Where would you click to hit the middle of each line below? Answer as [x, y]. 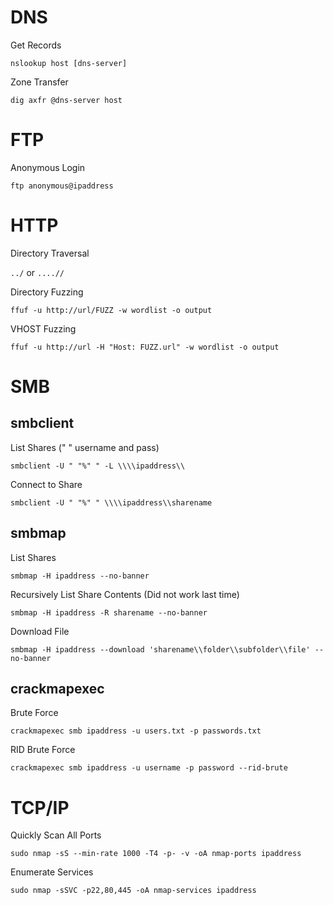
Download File [40, 631]
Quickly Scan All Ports [56, 835]
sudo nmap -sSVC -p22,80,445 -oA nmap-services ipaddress [133, 891]
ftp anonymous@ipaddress [62, 186]
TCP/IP [40, 807]
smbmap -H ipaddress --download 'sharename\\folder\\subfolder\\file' [160, 649]
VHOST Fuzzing [43, 328]
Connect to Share [46, 484]
